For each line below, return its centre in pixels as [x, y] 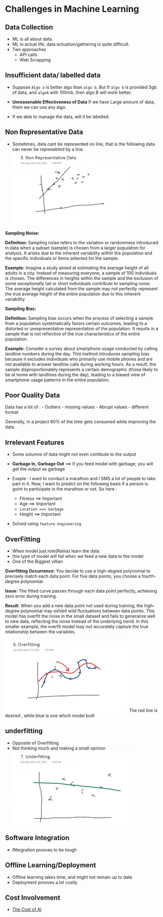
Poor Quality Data [33, 395]
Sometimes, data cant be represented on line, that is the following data [83, 144]
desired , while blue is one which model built [50, 716]
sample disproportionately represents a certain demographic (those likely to [81, 369]
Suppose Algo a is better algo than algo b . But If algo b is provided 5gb [84, 87]
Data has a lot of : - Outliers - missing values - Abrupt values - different [77, 407]
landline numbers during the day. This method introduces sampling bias [77, 354]
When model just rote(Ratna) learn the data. [56, 551]
